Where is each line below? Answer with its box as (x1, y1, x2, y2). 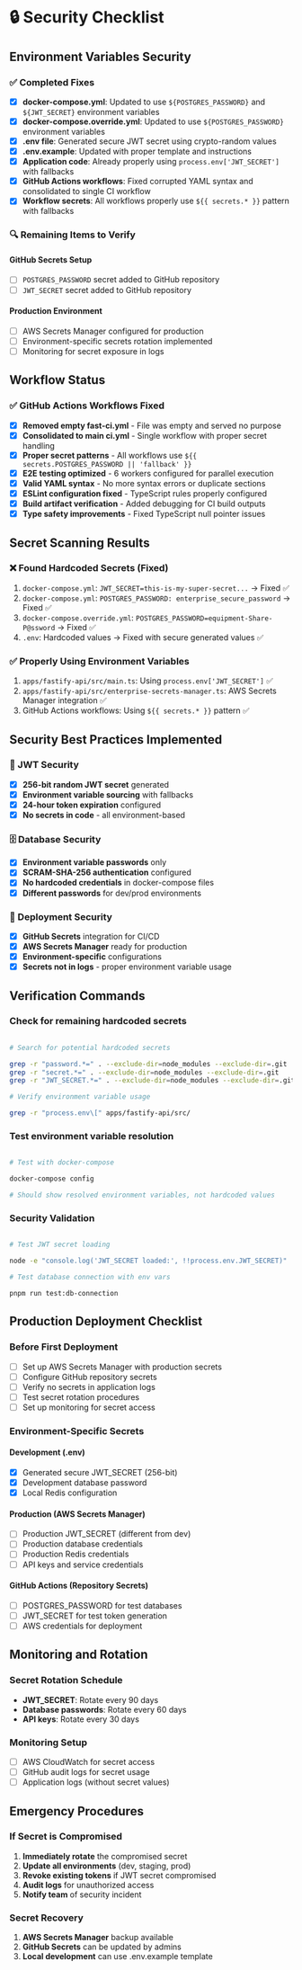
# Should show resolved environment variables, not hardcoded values (9, 1190, 276, 1200)
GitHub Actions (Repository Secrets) (9, 1580, 149, 1591)
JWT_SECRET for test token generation (22, 1610, 168, 1621)
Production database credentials (22, 1538, 144, 1549)
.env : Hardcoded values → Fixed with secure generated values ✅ (22, 631, 264, 643)
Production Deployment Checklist (9, 1314, 203, 1329)
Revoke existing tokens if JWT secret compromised (22, 1869, 217, 1880)
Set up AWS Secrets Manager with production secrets (22, 1361, 223, 1372)
